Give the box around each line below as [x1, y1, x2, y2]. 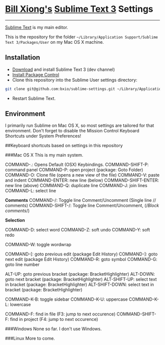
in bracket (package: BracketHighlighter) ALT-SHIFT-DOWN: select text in [5, 282, 154, 287]
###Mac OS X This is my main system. [5, 152, 83, 158]
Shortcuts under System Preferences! [5, 133, 82, 139]
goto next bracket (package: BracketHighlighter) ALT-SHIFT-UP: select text [5, 277, 157, 282]
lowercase [9, 302, 31, 308]
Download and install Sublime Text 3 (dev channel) [12, 66, 115, 72]
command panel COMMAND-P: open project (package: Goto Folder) [5, 167, 143, 173]
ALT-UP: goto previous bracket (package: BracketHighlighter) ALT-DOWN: [5, 271, 155, 277]
